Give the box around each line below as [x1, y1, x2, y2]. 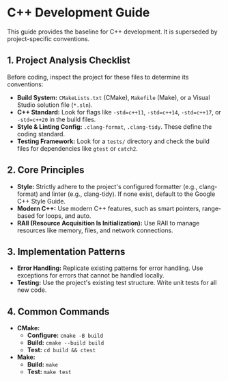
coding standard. [16, 130, 66, 138]
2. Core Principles [7, 164, 85, 176]
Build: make [27, 360, 59, 369]
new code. [16, 286, 47, 294]
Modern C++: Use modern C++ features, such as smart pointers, [16, 204, 201, 212]
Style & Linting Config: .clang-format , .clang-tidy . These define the [16, 122, 212, 131]
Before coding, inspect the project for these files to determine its [7, 73, 189, 81]
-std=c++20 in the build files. [16, 115, 96, 123]
